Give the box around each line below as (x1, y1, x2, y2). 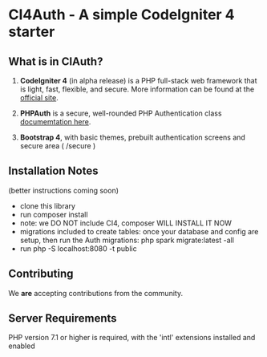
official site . (19, 93, 59, 102)
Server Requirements (8, 311, 118, 326)
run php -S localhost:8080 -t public (19, 243, 138, 254)
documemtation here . (19, 117, 91, 126)
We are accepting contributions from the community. (8, 288, 183, 298)
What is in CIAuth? (8, 55, 103, 68)
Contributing (8, 267, 74, 281)
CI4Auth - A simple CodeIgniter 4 (8, 6, 235, 24)
